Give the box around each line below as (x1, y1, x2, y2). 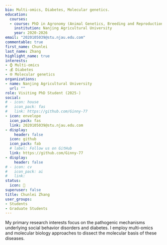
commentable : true (5, 40, 43, 45)
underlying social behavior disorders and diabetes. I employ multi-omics (5, 225, 153, 231)
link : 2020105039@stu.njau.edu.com (9, 123, 83, 128)
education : (5, 12, 28, 17)
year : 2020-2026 (14, 30, 48, 35)
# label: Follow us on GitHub (9, 146, 72, 151)
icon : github (9, 137, 37, 142)
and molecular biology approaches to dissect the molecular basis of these (5, 230, 157, 236)
